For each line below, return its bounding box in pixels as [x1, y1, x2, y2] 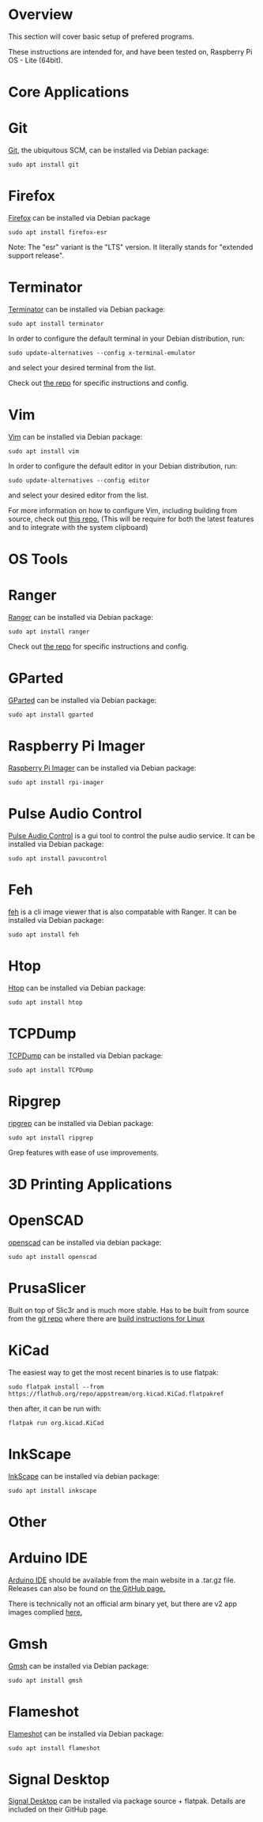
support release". [8, 251, 65, 260]
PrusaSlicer [8, 1279, 86, 1297]
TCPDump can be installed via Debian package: [8, 1050, 163, 1060]
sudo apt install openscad [8, 1253, 97, 1261]
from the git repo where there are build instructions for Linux [8, 1314, 205, 1323]
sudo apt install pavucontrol [8, 854, 108, 863]
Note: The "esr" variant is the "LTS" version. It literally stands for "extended [8, 243, 254, 251]
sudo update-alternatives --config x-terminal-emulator [8, 349, 196, 357]
